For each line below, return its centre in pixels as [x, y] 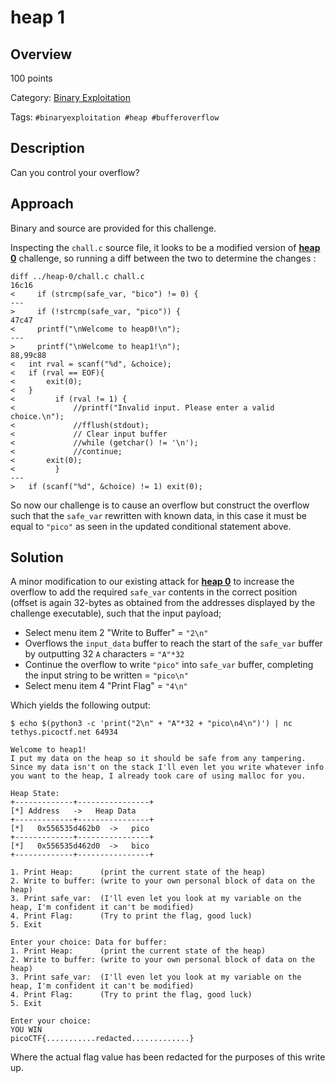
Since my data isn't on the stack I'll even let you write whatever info [167, 767]
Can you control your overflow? [75, 172]
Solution [37, 557]
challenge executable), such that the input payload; [116, 613]
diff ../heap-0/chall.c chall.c [77, 276]
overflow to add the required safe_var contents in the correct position [154, 592]
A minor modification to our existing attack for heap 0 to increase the [152, 582]
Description [47, 148]
